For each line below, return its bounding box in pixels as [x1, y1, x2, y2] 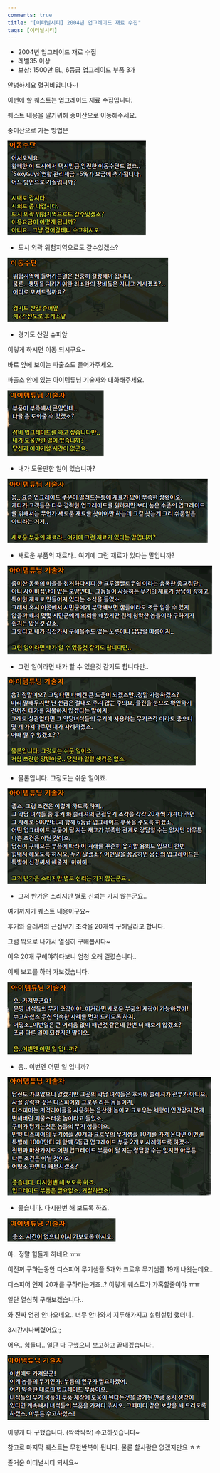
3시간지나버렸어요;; [7, 1325, 62, 1334]
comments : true [7, 11, 53, 19]
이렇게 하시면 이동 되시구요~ [7, 346, 86, 354]
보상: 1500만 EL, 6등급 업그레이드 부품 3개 [17, 66, 137, 74]
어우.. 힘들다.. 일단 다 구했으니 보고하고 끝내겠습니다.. [7, 1340, 155, 1350]
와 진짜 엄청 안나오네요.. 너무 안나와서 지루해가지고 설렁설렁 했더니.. [7, 1311, 196, 1319]
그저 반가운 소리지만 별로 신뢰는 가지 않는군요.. [17, 891, 147, 901]
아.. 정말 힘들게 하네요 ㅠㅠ [7, 1250, 82, 1258]
